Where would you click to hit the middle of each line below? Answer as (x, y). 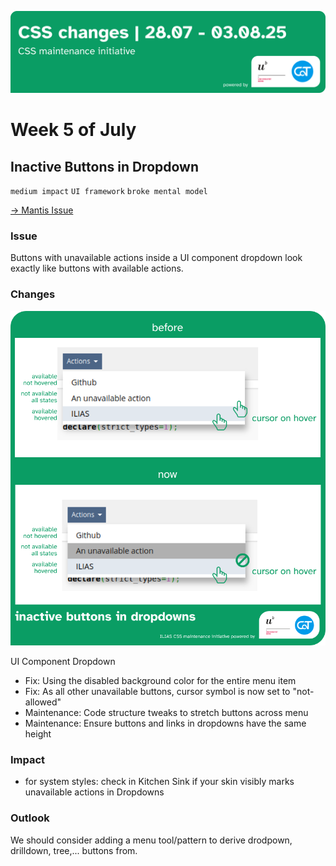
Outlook (30, 818)
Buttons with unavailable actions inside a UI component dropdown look (156, 258)
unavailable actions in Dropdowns (94, 792)
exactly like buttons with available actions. (97, 268)
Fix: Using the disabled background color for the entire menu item (160, 681)
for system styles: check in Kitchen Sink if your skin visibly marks (159, 782)
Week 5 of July (73, 130)
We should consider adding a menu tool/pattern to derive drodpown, (151, 840)
